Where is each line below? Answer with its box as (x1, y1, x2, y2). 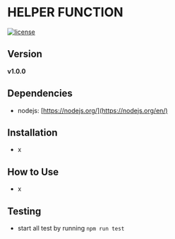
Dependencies (7, 88, 73, 100)
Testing (7, 205, 42, 217)
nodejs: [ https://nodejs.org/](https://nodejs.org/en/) (17, 106, 168, 115)
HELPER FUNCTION (7, 4, 123, 21)
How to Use (7, 165, 59, 177)
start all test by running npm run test (17, 224, 125, 232)
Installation (7, 127, 58, 139)
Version (7, 48, 42, 60)
